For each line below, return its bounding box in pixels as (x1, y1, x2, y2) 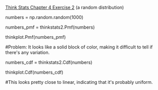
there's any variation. (5, 50, 50, 55)
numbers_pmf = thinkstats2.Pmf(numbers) (5, 24, 95, 30)
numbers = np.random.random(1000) (5, 14, 83, 20)
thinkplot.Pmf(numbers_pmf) (5, 34, 66, 40)
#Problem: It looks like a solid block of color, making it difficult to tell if (5, 44, 153, 50)
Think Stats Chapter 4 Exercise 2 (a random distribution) (5, 5, 124, 10)
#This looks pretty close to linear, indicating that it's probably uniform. (5, 79, 153, 85)
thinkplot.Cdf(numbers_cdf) (5, 69, 64, 75)
